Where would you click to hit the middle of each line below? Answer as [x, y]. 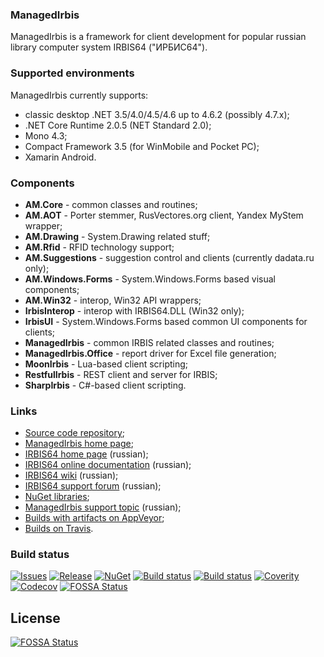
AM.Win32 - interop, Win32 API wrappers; [113, 300]
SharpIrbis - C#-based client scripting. [105, 385]
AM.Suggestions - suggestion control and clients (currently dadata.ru [169, 257]
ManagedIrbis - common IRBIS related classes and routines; [149, 342]
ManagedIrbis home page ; [79, 444]
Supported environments [72, 73]
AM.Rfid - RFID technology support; [99, 247]
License [35, 618]
